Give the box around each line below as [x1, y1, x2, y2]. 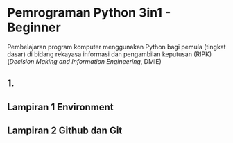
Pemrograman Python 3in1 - [7, 5, 171, 21]
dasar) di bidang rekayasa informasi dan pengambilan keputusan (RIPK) [7, 50, 212, 58]
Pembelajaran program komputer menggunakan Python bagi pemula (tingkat [7, 42, 227, 51]
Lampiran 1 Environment [7, 101, 114, 112]
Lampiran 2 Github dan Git [7, 125, 123, 137]
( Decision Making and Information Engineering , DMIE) [7, 57, 162, 65]
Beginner [7, 19, 61, 35]
